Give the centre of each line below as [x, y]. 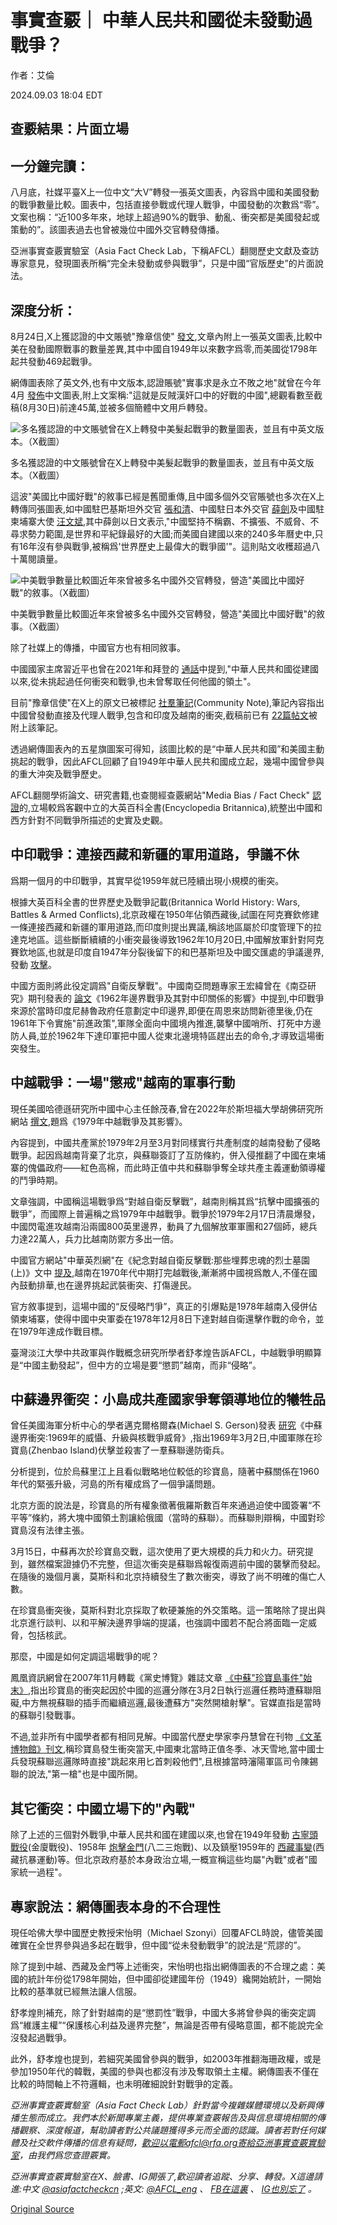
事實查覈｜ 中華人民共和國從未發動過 [161, 20]
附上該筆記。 [36, 727]
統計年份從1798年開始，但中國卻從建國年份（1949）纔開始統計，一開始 [174, 1979]
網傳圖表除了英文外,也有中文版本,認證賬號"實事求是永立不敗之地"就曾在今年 [166, 382]
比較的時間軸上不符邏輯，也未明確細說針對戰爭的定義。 [124, 2084]
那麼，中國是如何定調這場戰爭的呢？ [85, 1657]
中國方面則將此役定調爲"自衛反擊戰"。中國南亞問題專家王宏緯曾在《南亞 [159, 985]
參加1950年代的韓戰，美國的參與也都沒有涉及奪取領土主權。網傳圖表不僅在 [165, 2072]
